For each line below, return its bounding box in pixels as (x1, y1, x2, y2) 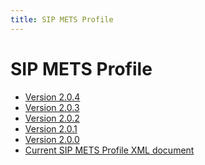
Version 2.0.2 (24, 112, 80, 124)
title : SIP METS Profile (10, 14, 114, 25)
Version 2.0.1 (24, 122, 78, 135)
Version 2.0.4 (24, 91, 81, 103)
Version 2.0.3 (24, 101, 80, 113)
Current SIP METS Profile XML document (24, 144, 195, 156)
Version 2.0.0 (24, 133, 80, 145)
